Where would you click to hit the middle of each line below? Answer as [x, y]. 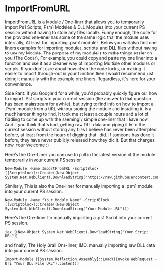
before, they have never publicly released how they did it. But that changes [80, 140]
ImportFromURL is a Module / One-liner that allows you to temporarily [74, 22]
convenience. [19, 84]
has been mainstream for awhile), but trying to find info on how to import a [79, 104]
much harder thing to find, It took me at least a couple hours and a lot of [77, 114]
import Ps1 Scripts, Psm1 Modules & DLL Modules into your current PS [75, 27]
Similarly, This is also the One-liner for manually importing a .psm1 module [79, 186]
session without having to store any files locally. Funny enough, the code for [81, 32]
